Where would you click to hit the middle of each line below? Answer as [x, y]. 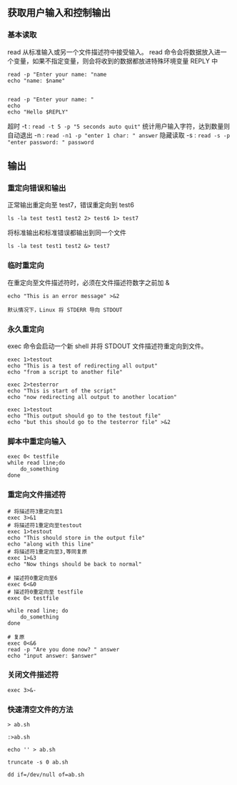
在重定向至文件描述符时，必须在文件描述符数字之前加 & [89, 282]
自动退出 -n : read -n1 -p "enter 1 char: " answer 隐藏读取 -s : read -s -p [119, 135]
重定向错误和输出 [37, 188]
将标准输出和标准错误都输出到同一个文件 [67, 233]
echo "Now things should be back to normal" [75, 564]
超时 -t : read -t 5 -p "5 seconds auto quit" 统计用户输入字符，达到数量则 [119, 126]
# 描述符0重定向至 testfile [45, 592]
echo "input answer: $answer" [52, 656]
